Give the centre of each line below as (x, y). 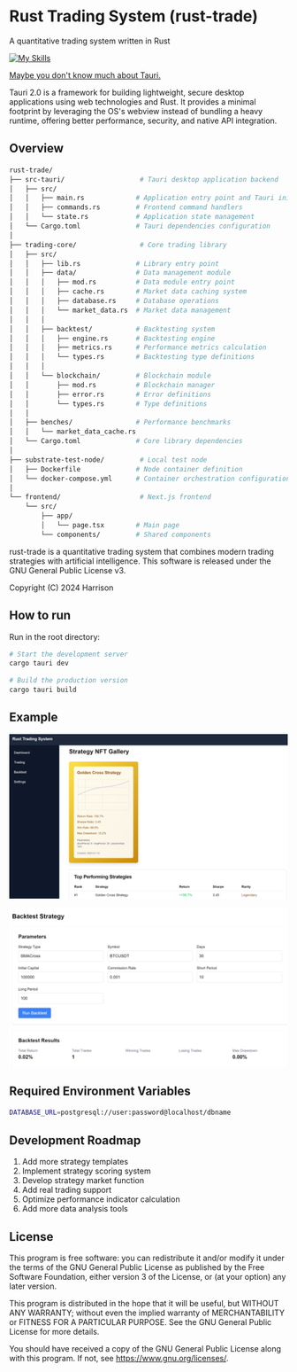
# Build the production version (69, 681)
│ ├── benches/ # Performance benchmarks (120, 423)
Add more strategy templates (75, 1162)
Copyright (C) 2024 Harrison (61, 588)
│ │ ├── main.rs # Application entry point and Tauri (142, 198)
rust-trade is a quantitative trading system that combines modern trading (141, 551)
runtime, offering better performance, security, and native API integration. (143, 121)
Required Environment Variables (100, 1091)
